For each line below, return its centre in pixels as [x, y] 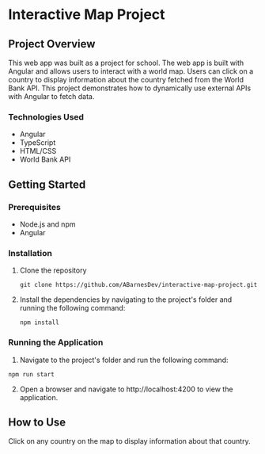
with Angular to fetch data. [51, 96]
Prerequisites [34, 207]
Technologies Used [46, 116]
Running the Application [56, 342]
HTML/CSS [38, 151]
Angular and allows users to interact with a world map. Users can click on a [131, 71]
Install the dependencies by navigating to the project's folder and [126, 299]
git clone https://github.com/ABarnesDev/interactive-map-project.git [138, 285]
